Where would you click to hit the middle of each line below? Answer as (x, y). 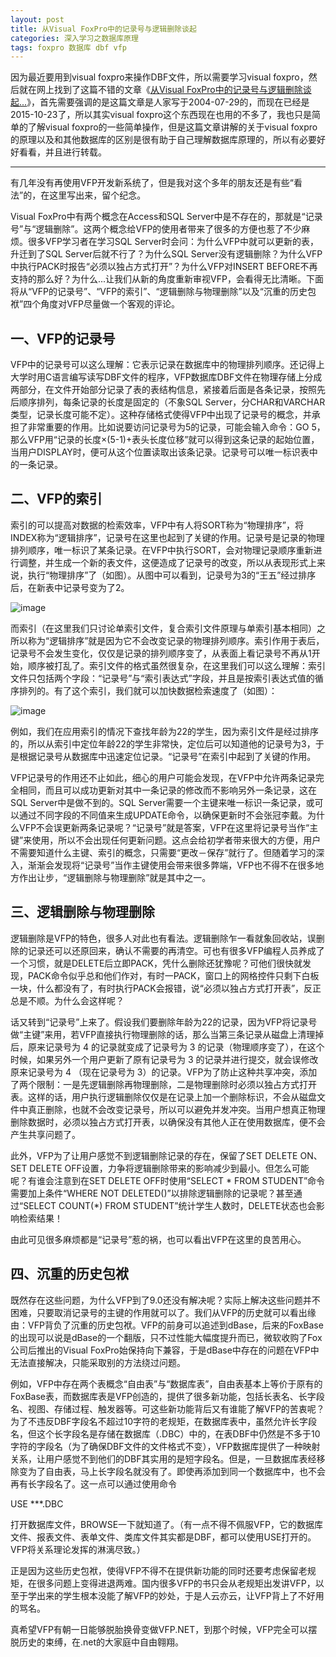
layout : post (37, 19)
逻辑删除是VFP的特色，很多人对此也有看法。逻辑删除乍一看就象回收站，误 (163, 938)
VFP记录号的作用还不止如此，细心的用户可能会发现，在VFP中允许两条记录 (163, 777)
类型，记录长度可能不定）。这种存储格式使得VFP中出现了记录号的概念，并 (161, 415)
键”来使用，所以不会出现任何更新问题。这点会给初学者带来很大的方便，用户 (166, 840)
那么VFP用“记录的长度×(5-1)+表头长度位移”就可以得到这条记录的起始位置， (165, 440)
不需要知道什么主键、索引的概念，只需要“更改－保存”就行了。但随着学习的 (163, 852)
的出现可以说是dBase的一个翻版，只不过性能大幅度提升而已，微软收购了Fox (166, 1337)
